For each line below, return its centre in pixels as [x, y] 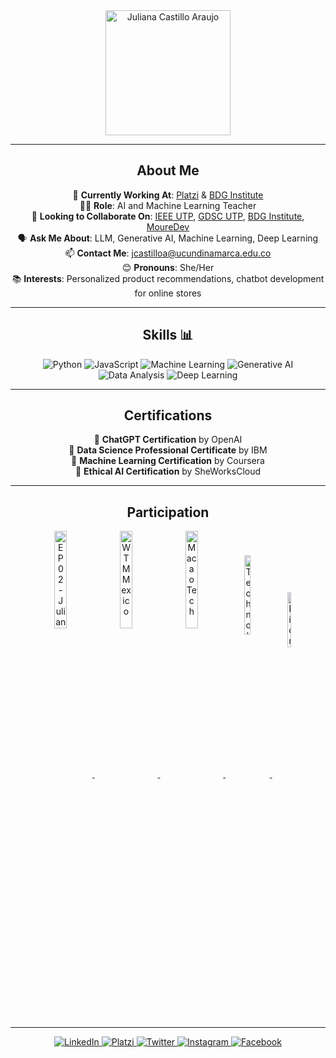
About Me [168, 170]
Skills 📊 [168, 335]
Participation [168, 512]
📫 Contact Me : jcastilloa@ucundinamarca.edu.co [168, 253]
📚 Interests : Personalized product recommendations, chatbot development [168, 278]
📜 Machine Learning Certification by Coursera [168, 461]
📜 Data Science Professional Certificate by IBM [168, 450]
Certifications [168, 415]
